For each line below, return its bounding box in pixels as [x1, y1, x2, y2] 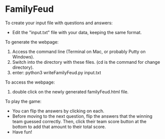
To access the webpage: [5, 79, 55, 85]
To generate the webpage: [5, 39, 59, 45]
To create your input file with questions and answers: [5, 20, 113, 26]
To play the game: [5, 98, 42, 104]
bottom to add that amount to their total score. [12, 124, 106, 130]
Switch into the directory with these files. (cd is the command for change [12, 59, 160, 65]
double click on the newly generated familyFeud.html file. [12, 89, 129, 94]
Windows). [12, 53, 34, 60]
